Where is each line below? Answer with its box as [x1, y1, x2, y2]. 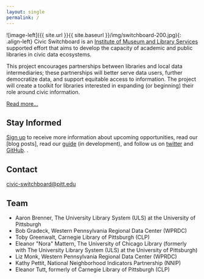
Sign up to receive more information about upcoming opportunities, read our [6, 134, 198, 141]
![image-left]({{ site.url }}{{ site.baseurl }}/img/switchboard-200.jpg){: [6, 31, 181, 38]
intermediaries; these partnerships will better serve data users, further [6, 69, 183, 76]
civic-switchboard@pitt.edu [6, 181, 76, 188]
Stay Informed [6, 117, 62, 128]
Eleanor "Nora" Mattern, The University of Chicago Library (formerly [15, 239, 187, 247]
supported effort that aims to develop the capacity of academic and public [6, 44, 193, 52]
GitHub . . [6, 146, 29, 154]
